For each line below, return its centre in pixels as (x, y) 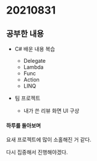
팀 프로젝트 (28, 98)
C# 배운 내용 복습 (35, 49)
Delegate (35, 61)
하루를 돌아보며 (24, 125)
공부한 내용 (25, 33)
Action (31, 80)
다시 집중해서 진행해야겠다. (37, 152)
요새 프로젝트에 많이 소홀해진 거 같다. (49, 140)
